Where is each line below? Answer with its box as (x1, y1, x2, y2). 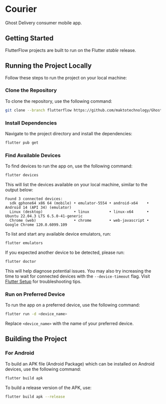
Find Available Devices (5, 152, 61, 159)
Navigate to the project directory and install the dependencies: (5, 131, 132, 137)
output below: (5, 187, 34, 193)
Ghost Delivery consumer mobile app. (5, 20, 83, 26)
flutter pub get (5, 140, 39, 145)
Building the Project (5, 335, 67, 343)
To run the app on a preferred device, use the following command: (5, 302, 140, 308)
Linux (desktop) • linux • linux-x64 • (9, 209, 149, 214)
